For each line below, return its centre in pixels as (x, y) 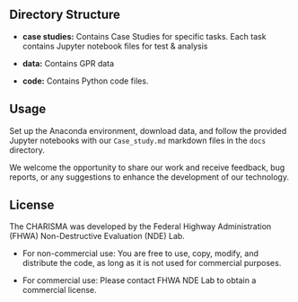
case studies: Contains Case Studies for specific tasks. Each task (144, 36)
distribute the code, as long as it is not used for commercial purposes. (152, 263)
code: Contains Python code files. (85, 81)
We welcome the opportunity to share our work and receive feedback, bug (147, 167)
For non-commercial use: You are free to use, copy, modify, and (140, 253)
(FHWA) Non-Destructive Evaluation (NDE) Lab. (97, 236)
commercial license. (59, 290)
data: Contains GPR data (68, 63)
